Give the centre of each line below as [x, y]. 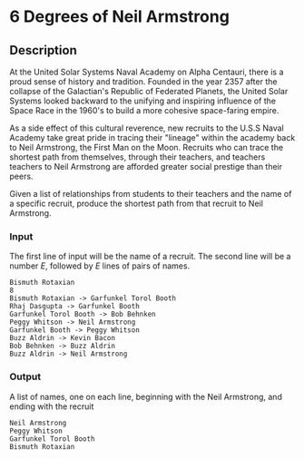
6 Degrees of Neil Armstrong [119, 17]
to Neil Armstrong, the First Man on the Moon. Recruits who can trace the [147, 147]
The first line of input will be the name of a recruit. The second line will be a [150, 257]
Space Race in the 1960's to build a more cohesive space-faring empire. [144, 110]
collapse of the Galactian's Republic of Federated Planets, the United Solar [149, 91]
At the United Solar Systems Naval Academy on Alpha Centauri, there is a [147, 72]
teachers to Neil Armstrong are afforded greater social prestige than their [146, 166]
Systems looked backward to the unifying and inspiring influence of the [143, 101]
